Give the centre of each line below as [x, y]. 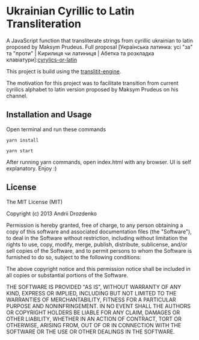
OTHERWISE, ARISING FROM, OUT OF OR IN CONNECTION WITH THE [94, 325]
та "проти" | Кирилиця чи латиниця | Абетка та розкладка [80, 53]
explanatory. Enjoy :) [32, 168]
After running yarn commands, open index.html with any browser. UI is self [99, 162]
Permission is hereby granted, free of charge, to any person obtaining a [95, 225]
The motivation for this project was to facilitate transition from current [92, 83]
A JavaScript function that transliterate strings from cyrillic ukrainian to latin [100, 40]
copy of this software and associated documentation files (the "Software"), [99, 231]
